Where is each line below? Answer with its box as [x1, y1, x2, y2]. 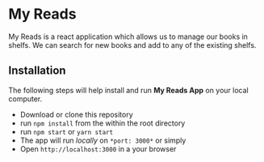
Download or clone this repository [19, 109, 133, 119]
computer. [8, 94, 43, 104]
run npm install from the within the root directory [19, 118, 186, 128]
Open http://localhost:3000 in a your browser [19, 143, 177, 154]
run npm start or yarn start [19, 126, 114, 136]
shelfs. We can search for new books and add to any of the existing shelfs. [8, 40, 257, 49]
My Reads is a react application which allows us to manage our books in [8, 32, 249, 41]
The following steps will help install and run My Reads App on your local [8, 85, 249, 95]
